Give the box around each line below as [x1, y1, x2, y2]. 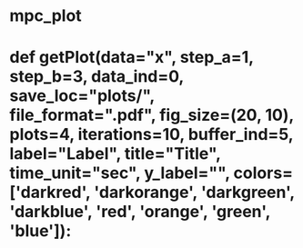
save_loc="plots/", [9, 85, 155, 106]
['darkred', [9, 183, 91, 203]
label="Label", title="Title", [9, 144, 221, 164]
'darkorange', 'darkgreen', [94, 183, 296, 203]
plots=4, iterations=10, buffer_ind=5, [9, 124, 294, 145]
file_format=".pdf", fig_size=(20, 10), [9, 105, 294, 125]
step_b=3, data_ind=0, [9, 66, 185, 87]
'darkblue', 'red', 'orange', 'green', [9, 202, 271, 223]
